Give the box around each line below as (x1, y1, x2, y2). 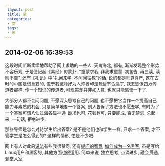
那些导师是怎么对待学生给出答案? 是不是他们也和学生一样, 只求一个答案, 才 (5, 126, 156, 132)
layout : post (7, 7, 34, 12)
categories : (7, 16, 32, 21)
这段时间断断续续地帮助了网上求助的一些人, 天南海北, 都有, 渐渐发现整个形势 (5, 62, 159, 68)
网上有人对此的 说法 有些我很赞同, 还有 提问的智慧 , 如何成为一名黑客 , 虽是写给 (5, 143, 159, 149)
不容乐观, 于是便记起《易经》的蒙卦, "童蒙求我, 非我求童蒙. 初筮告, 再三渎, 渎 (5, 68, 160, 74)
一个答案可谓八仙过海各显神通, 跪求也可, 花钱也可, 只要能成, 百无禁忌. (5, 110, 146, 116)
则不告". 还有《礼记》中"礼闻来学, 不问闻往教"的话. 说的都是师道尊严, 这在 (5, 75, 155, 81)
